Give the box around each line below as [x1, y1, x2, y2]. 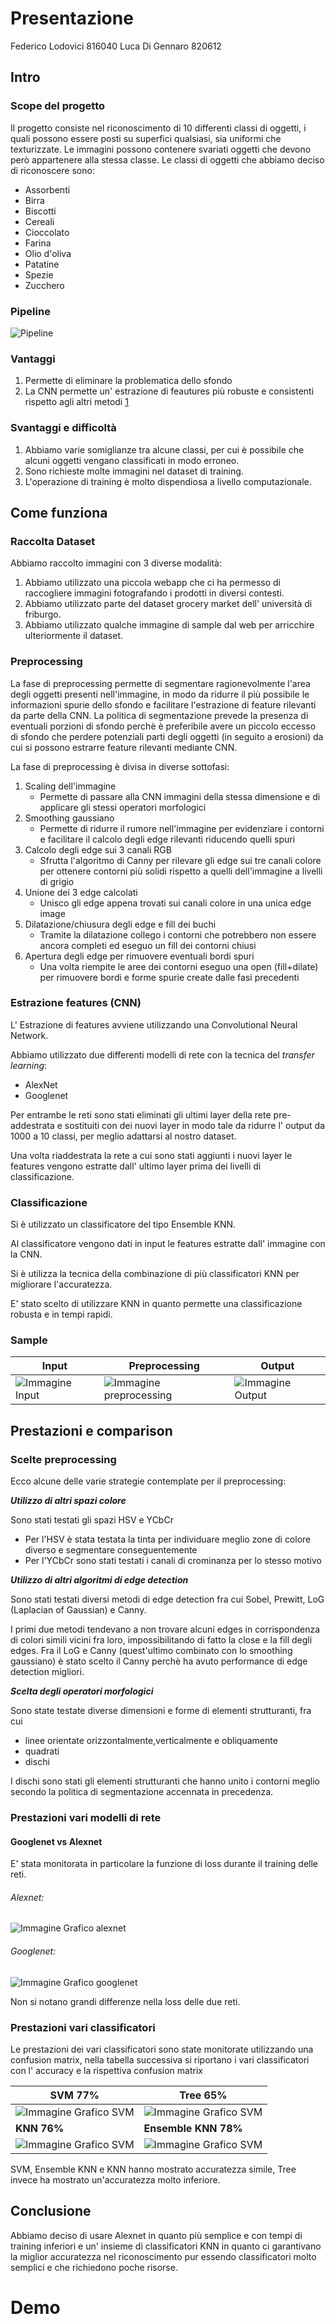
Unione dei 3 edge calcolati [24, 886, 138, 898]
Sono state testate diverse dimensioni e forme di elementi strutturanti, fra [10, 1705, 312, 1717]
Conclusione [10, 2203, 92, 2220]
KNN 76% [15, 2121, 65, 2135]
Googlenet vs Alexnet [10, 1835, 103, 1847]
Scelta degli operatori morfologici [10, 1685, 154, 1697]
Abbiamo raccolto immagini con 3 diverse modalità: [10, 557, 222, 569]
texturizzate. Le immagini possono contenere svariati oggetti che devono [10, 143, 312, 155]
